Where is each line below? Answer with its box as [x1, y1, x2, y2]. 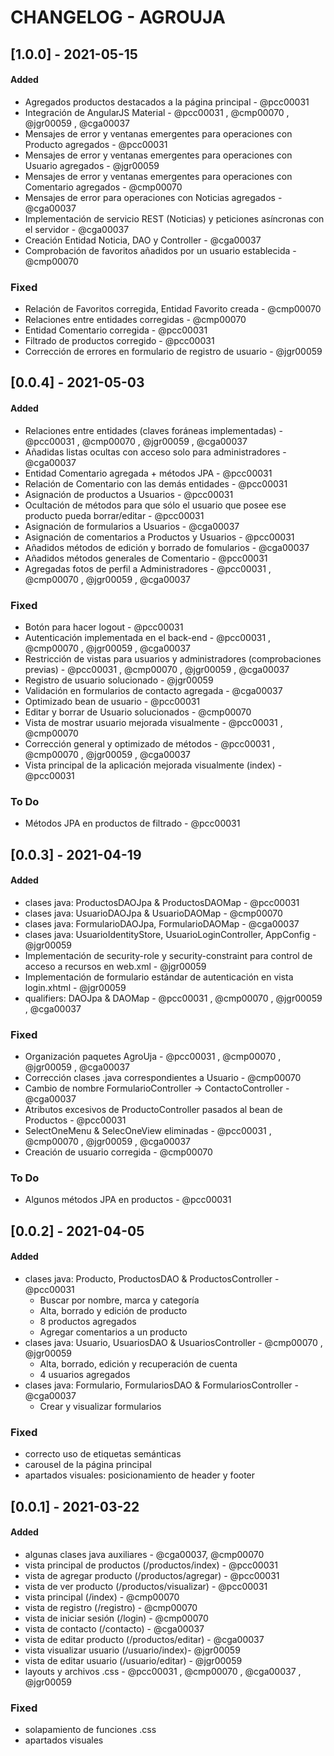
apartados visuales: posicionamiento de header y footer [24, 1469, 256, 1481]
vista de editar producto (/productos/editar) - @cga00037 [24, 1633, 265, 1645]
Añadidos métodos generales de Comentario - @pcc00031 [24, 552, 268, 564]
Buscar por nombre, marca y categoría [39, 1294, 200, 1306]
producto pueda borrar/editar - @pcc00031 [24, 509, 205, 521]
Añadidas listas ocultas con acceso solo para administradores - [24, 446, 287, 458]
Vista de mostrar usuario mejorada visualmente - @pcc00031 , [24, 716, 283, 728]
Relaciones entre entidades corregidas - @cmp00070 [24, 314, 247, 326]
